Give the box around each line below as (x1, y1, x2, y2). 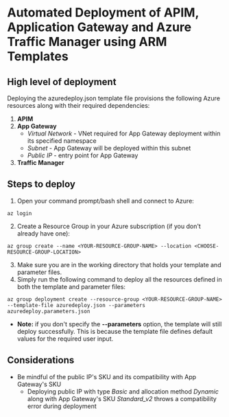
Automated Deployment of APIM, (7, 5, 199, 21)
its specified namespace (27, 137, 97, 145)
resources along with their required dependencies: (7, 102, 150, 109)
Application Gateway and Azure (7, 19, 192, 35)
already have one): (16, 229, 71, 238)
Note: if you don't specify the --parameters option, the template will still (16, 319, 222, 328)
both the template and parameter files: (16, 282, 125, 291)
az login (7, 210, 32, 217)
